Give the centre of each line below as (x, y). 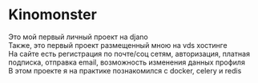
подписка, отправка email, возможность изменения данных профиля (127, 62)
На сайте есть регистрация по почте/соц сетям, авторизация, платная (129, 53)
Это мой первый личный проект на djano (78, 37)
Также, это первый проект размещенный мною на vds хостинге (118, 45)
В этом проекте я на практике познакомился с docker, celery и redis (125, 70)
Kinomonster (53, 15)
